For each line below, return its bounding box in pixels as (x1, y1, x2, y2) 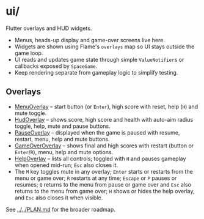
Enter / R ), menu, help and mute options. (14, 148, 114, 155)
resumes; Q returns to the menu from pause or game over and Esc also (14, 180, 192, 188)
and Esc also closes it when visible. (14, 194, 103, 201)
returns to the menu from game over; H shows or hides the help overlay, (14, 187, 195, 195)
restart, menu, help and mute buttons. (14, 135, 110, 143)
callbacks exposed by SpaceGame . (14, 62, 98, 70)
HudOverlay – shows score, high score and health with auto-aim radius (14, 116, 194, 123)
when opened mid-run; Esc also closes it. (14, 161, 118, 169)
